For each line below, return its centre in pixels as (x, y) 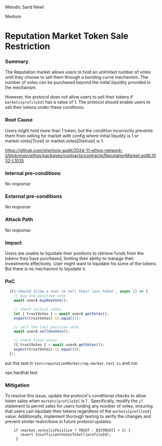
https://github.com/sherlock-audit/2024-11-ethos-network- (64, 150)
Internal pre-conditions (33, 173)
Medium (13, 16)
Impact (14, 242)
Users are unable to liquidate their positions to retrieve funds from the (74, 253)
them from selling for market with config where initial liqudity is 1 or (72, 136)
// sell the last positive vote (46, 327)
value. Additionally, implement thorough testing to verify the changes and (78, 416)
